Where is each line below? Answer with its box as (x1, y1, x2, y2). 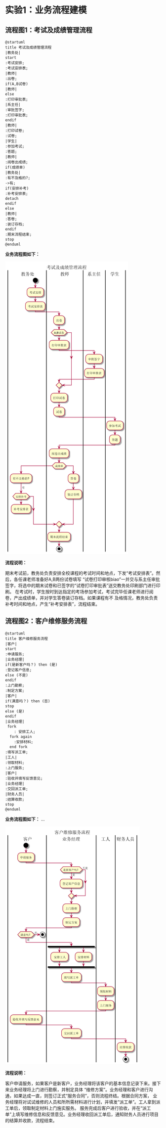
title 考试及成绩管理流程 (5, 45, 52, 50)
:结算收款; (5, 797, 25, 802)
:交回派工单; (5, 786, 28, 791)
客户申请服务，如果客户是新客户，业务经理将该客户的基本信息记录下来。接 (5, 1080, 157, 1086)
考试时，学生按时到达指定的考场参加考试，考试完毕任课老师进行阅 (19, 589, 154, 594)
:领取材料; (5, 760, 25, 765)
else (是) (5, 709, 25, 714)
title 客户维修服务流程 (5, 636, 48, 641)
